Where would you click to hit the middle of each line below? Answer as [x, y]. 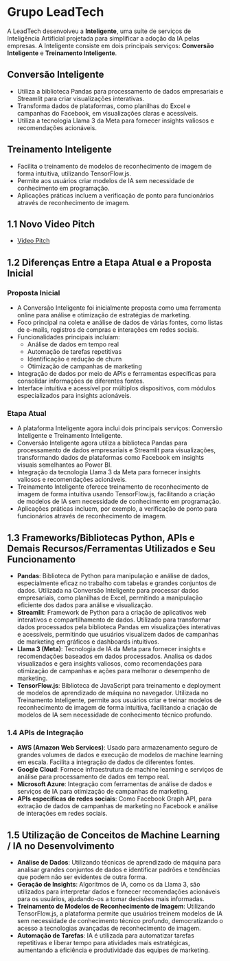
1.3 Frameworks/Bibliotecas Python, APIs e [101, 538]
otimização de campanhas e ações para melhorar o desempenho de [114, 671]
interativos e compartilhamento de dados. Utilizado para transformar [114, 620]
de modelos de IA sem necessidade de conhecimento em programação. [119, 501]
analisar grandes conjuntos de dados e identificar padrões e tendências [119, 870]
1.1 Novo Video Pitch [51, 224]
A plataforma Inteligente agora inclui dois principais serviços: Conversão [120, 428]
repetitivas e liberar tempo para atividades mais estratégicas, [103, 943]
